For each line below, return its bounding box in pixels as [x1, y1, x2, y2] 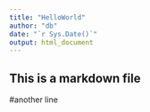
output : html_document [9, 37, 94, 47]
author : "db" [9, 21, 58, 30]
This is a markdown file [9, 70, 141, 85]
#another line [9, 94, 58, 105]
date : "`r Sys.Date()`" [9, 29, 98, 38]
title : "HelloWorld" [9, 12, 87, 22]
